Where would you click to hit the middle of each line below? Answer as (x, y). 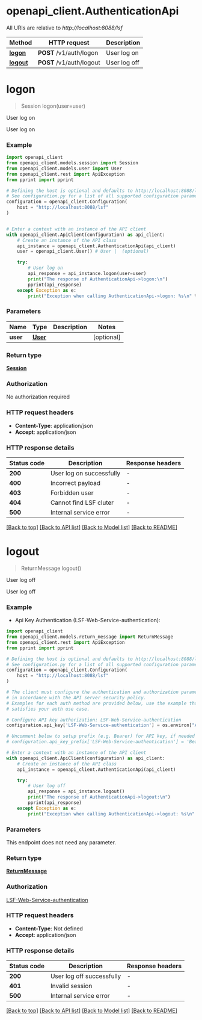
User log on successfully (85, 473)
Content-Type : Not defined (49, 929)
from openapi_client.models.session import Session (72, 163)
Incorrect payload (75, 483)
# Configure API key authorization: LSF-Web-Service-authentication (94, 720)
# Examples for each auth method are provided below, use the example (96, 703)
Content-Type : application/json (54, 425)
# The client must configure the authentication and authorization (93, 692)
